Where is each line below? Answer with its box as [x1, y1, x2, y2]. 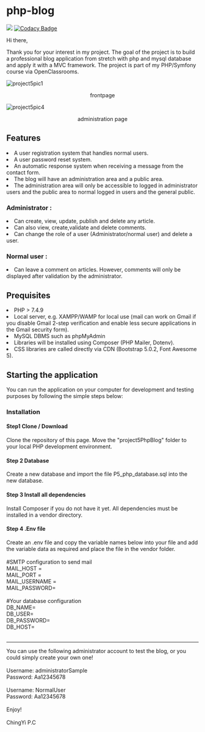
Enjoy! [6, 706, 23, 713]
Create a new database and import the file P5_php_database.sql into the [6, 470, 188, 478]
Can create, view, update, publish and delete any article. [14, 218, 156, 225]
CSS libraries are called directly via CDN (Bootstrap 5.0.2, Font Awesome [14, 346, 197, 353]
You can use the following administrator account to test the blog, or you [6, 647, 186, 654]
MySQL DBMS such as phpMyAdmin [14, 333, 106, 340]
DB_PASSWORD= [6, 616, 51, 624]
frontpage [90, 91, 115, 98]
